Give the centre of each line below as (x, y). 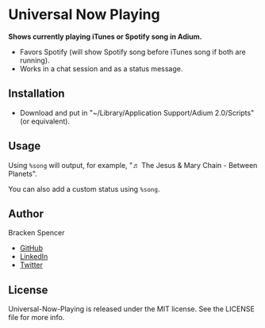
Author (26, 214)
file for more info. (36, 318)
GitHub (31, 248)
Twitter (31, 265)
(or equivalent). (44, 121)
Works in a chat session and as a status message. (101, 68)
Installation (36, 94)
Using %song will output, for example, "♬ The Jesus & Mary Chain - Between (133, 165)
